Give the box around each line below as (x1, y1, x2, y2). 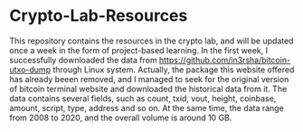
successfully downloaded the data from (9, 54, 157, 65)
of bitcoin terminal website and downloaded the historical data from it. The (9, 83, 288, 94)
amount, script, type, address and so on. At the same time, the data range (9, 102, 285, 113)
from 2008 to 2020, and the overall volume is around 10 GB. (9, 112, 232, 123)
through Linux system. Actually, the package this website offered (52, 64, 295, 75)
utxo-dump (9, 64, 52, 75)
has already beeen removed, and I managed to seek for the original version (9, 73, 289, 84)
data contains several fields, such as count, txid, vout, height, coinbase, (9, 92, 277, 104)
